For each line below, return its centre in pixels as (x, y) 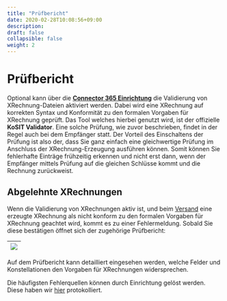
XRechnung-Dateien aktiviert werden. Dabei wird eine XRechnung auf (105, 105)
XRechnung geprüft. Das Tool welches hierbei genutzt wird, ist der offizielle (113, 120)
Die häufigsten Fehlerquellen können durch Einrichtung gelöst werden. (106, 283)
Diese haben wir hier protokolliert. (55, 290)
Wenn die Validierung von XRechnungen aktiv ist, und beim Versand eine (110, 209)
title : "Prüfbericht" (38, 13)
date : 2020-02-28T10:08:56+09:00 (55, 20)
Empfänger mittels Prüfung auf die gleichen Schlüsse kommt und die (104, 163)
